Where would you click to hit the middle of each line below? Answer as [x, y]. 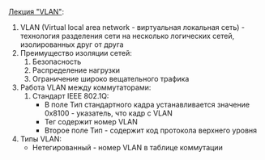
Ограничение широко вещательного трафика [111, 79]
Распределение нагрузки [76, 70]
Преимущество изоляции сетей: [76, 53]
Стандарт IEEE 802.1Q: [71, 96]
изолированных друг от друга [72, 44]
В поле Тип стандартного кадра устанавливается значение [147, 105]
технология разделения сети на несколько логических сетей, [127, 36]
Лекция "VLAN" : [36, 12]
